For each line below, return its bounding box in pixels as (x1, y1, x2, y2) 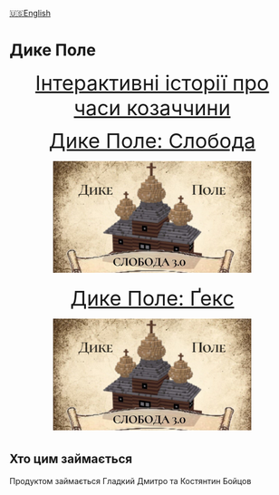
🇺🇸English (9, 8, 52, 18)
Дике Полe (9, 40, 97, 61)
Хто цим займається (9, 451, 133, 467)
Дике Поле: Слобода (48, 127, 256, 153)
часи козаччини (73, 94, 231, 121)
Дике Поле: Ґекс (70, 285, 235, 311)
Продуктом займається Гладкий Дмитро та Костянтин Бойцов (9, 475, 252, 486)
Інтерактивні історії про (34, 70, 270, 96)
